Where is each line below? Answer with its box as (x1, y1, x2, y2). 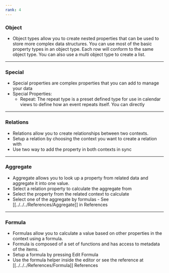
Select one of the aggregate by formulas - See (12, 196, 109, 202)
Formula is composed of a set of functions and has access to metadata (12, 241, 160, 247)
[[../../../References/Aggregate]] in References (12, 202, 108, 208)
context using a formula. (12, 236, 63, 242)
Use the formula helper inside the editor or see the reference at (12, 257, 144, 263)
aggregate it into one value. (12, 180, 69, 186)
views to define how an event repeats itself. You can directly (20, 102, 145, 108)
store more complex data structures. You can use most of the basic (12, 41, 152, 47)
